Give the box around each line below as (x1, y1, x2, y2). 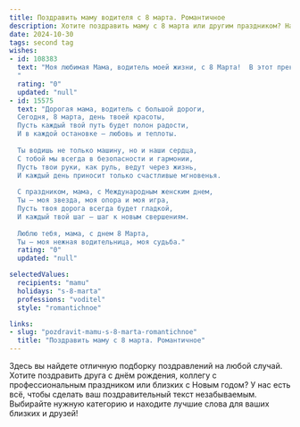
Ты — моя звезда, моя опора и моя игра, (17, 196, 170, 205)
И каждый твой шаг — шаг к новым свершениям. (17, 212, 190, 222)
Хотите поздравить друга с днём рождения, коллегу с (9, 370, 217, 381)
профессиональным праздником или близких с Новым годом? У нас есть (9, 380, 291, 389)
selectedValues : (9, 270, 70, 280)
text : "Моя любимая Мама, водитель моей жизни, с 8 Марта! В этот (17, 63, 274, 72)
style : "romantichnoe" (17, 303, 102, 313)
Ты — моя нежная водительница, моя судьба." (17, 238, 186, 247)
